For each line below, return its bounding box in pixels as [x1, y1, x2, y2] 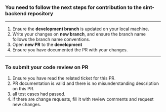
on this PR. [12, 85, 35, 91]
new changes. [12, 101, 41, 107]
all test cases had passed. [12, 91, 66, 97]
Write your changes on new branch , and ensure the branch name [12, 31, 146, 37]
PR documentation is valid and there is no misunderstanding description [12, 80, 159, 86]
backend [5, 10, 27, 17]
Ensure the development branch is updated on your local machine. [12, 26, 149, 32]
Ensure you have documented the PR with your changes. [12, 47, 128, 53]
